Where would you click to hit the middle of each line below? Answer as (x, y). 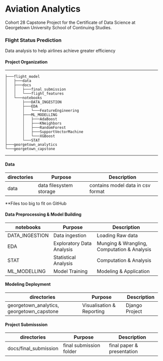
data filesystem (56, 185)
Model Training (70, 271)
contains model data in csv (120, 185)
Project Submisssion (26, 325)
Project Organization (26, 62)
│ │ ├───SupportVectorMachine (44, 132)
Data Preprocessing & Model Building (43, 214)
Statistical (65, 257)
